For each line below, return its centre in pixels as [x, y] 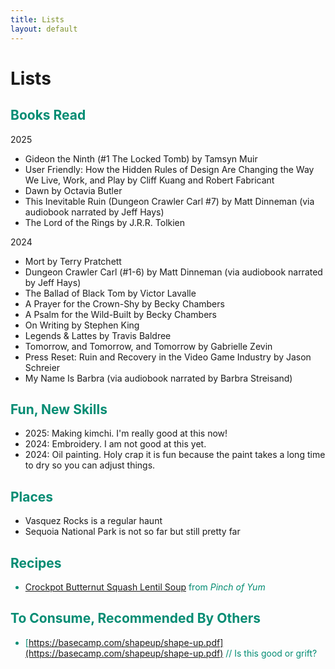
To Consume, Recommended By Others [136, 618]
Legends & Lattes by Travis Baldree [98, 335]
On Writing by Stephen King [82, 325]
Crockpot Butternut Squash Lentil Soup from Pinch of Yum [145, 587]
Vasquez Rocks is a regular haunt [93, 521]
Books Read [48, 115]
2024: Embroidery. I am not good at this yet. [115, 444]
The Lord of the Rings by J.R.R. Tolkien [105, 222]
